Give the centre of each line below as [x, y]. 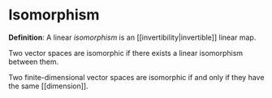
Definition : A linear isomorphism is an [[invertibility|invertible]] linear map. [132, 37]
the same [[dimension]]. [48, 86]
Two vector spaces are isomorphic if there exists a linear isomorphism [126, 53]
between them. [34, 62]
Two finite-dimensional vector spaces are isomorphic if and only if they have [136, 77]
